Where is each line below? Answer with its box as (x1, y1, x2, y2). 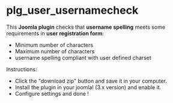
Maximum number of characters (14, 47, 95, 54)
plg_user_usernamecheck (6, 4, 139, 17)
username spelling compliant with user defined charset (14, 54, 151, 61)
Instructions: (6, 65, 37, 72)
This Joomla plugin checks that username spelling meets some (6, 23, 166, 31)
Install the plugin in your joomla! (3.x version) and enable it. (14, 83, 162, 90)
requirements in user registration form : (6, 29, 104, 37)
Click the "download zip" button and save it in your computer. (14, 77, 167, 84)
